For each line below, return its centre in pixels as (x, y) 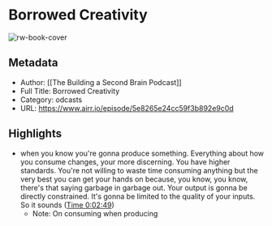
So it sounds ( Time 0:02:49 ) (67, 205)
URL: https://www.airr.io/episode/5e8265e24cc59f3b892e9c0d (127, 108)
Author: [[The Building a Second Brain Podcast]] (101, 82)
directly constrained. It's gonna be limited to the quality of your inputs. (138, 196)
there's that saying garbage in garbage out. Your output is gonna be (134, 187)
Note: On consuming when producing (95, 213)
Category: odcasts (51, 100)
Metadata (33, 63)
